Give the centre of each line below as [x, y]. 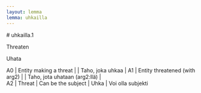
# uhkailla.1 [20, 35]
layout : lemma [24, 12]
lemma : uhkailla [27, 18]
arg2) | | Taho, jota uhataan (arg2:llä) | [54, 77]
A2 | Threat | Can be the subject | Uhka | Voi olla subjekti [77, 83]
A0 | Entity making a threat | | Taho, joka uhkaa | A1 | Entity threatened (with [101, 70]
